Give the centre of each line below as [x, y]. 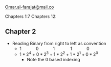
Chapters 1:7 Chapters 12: [31, 16]
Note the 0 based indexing [54, 60]
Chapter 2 [21, 32]
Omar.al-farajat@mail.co [30, 7]
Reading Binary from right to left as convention [59, 43]
